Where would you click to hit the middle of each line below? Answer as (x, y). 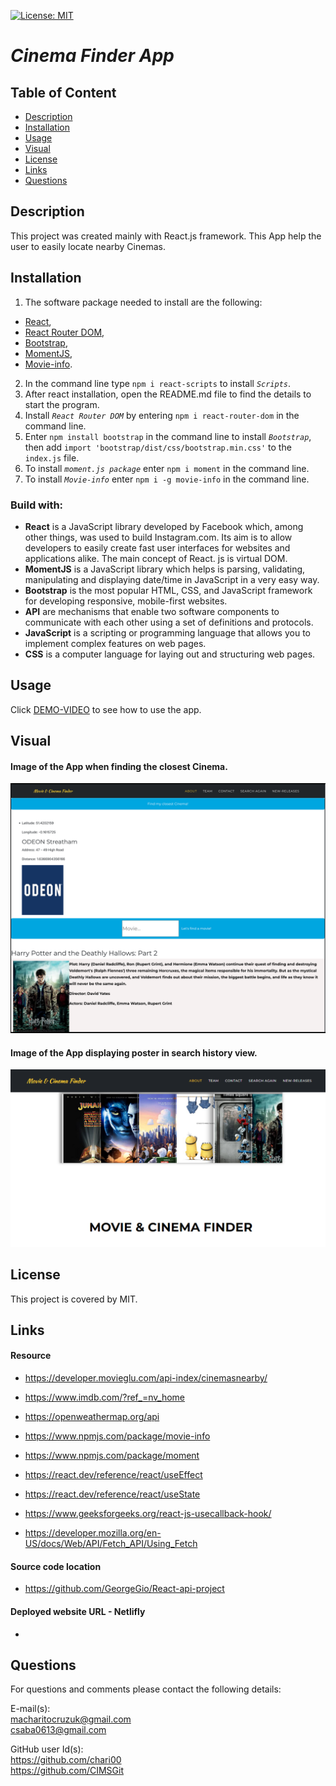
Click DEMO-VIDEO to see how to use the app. (106, 709)
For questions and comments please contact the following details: (146, 1689)
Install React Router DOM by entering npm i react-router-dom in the (162, 415)
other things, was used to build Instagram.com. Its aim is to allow (158, 537)
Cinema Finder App (92, 56)
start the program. (62, 404)
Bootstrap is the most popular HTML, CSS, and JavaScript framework (168, 590)
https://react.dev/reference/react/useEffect (113, 1475)
